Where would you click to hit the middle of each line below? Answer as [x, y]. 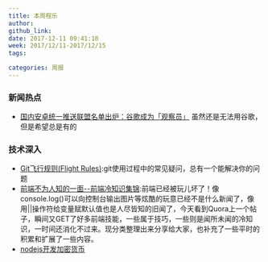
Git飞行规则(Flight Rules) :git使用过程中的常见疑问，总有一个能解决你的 [136, 168]
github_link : [30, 31]
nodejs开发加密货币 [52, 249]
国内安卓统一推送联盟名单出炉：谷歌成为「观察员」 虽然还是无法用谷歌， [141, 117]
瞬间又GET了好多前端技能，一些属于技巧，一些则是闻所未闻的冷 [140, 219]
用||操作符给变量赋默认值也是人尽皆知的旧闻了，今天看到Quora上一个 [135, 209]
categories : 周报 [36, 68]
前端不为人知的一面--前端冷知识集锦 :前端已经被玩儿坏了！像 [120, 189]
